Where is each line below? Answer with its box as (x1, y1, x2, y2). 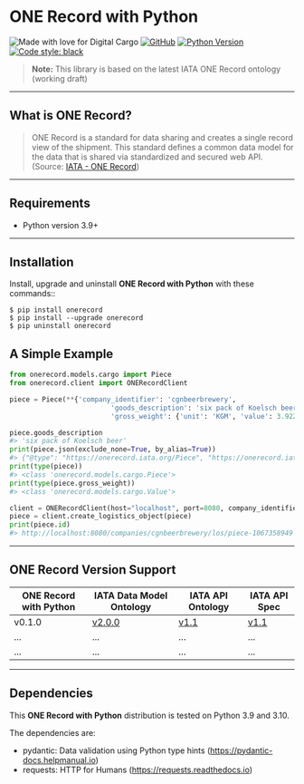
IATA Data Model (93, 589, 168, 602)
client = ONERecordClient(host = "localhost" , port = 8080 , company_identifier (9, 503, 301, 513)
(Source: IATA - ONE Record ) (31, 160, 140, 171)
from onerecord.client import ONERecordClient (9, 379, 188, 388)
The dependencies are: (9, 727, 97, 738)
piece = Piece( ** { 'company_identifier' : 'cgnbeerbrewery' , (9, 394, 237, 404)
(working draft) (31, 73, 88, 83)
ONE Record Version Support (9, 562, 176, 577)
